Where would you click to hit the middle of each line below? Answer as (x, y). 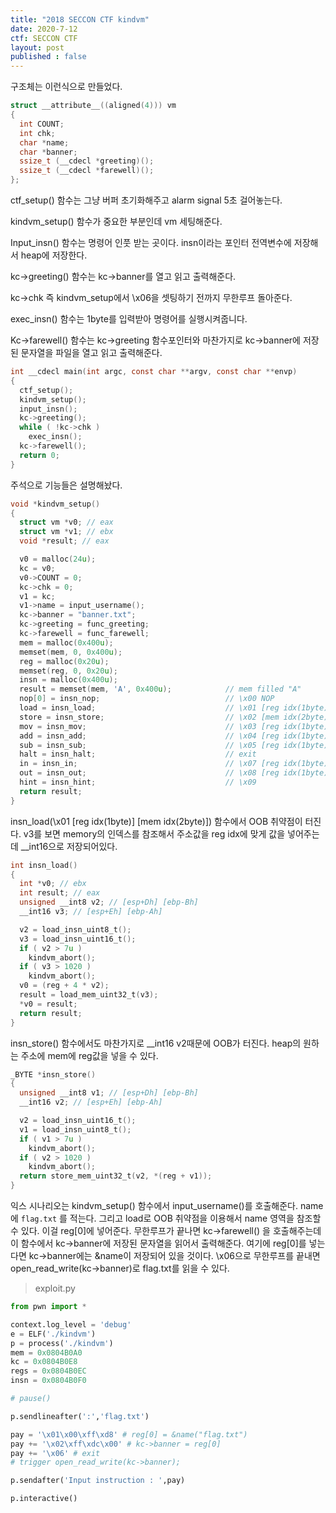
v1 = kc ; (37, 596)
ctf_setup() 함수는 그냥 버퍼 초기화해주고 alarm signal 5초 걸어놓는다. (146, 200)
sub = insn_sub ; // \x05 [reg (149, 745)
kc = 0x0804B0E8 (44, 1362)
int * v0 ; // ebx (53, 884)
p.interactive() (44, 1499)
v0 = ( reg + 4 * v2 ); (64, 986)
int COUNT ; (42, 124)
